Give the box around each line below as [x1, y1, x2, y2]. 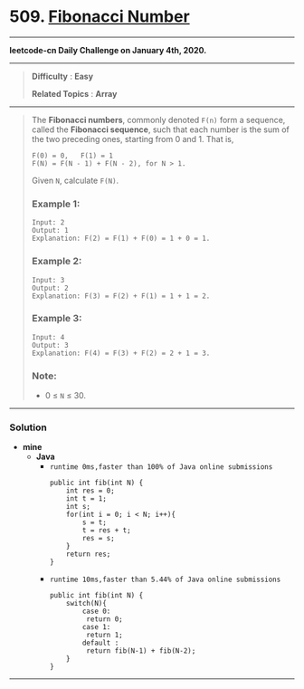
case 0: [81, 607, 111, 617]
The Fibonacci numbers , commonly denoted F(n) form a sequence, [31, 114, 286, 125]
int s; [66, 502, 90, 512]
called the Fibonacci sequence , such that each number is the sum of [31, 124, 290, 135]
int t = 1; [66, 494, 107, 503]
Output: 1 [31, 226, 70, 235]
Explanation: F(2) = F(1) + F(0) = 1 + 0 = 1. [31, 234, 211, 244]
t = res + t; [81, 526, 131, 535]
